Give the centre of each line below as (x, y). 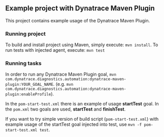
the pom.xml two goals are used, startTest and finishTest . (65, 109)
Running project (25, 33)
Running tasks (23, 63)
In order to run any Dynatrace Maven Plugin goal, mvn (61, 74)
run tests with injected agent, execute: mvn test (55, 50)
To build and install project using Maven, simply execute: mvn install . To (82, 45)
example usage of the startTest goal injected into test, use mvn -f (74, 124)
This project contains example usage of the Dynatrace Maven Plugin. (78, 20)
